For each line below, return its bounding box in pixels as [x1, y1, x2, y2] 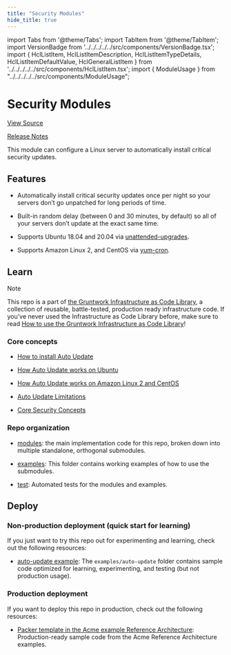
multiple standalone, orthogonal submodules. [17, 446, 146, 454]
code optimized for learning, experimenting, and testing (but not [17, 565, 200, 573]
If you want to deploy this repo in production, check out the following [7, 605, 203, 613]
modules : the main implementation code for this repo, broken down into [17, 439, 221, 447]
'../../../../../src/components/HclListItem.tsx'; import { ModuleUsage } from [7, 65, 215, 73]
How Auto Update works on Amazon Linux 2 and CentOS [17, 379, 179, 387]
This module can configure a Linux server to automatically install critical [7, 145, 212, 154]
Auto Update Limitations [17, 392, 86, 401]
